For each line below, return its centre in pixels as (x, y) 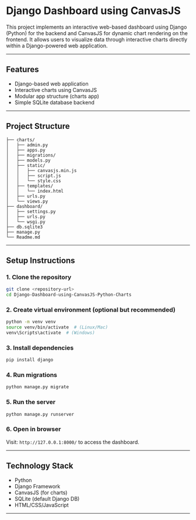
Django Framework (37, 486)
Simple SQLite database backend (54, 102)
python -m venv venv (31, 322)
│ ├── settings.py (31, 211)
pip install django (30, 360)
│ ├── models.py (28, 160)
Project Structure (38, 126)
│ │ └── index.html (35, 191)
